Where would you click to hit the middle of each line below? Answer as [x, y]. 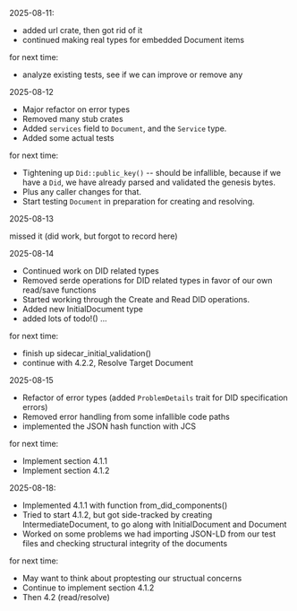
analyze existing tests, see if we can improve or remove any [132, 74]
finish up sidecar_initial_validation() [87, 353]
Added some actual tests [68, 138]
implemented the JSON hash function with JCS [109, 426]
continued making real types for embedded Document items [133, 40]
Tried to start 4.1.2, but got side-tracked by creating [117, 515]
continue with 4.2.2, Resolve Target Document [108, 363]
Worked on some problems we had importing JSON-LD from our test [149, 534]
